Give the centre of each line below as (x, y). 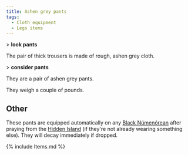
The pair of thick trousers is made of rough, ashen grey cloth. (80, 56)
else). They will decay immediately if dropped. (62, 135)
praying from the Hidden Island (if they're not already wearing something (94, 129)
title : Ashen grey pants (36, 11)
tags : (13, 17)
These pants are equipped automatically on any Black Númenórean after (94, 123)
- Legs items (27, 28)
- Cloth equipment (34, 22)
